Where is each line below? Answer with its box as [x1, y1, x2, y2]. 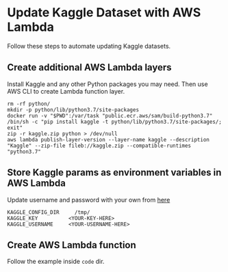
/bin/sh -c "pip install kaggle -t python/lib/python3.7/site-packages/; [7, 118, 223, 125]
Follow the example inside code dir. [7, 258, 105, 266]
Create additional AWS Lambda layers [7, 62, 173, 73]
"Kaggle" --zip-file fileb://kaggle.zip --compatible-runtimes [7, 142, 192, 149]
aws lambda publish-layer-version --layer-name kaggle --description [7, 136, 210, 143]
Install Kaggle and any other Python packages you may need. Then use [7, 80, 208, 88]
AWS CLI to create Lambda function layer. [7, 87, 125, 95]
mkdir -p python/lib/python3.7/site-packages [7, 106, 139, 113]
